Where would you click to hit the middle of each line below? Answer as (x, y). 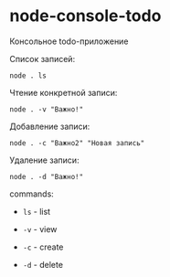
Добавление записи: (50, 126)
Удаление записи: (44, 160)
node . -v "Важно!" (47, 109)
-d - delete (43, 264)
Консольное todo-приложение (69, 41)
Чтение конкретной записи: (64, 92)
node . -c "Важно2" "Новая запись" (77, 143)
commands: (32, 194)
